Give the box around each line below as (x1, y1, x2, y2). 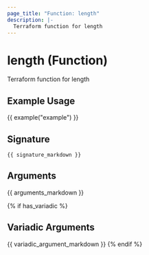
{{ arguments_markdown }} (7, 188, 84, 197)
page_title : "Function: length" (7, 10, 100, 17)
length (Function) (7, 52, 108, 68)
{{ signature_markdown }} (7, 151, 81, 158)
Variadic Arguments (7, 221, 95, 234)
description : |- (7, 16, 54, 23)
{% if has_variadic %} (7, 201, 68, 210)
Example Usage (7, 95, 76, 107)
